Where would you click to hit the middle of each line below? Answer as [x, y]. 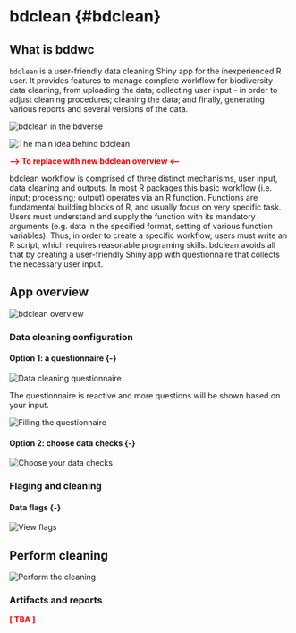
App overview [49, 292]
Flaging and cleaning [56, 486]
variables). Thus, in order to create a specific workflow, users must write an [148, 235]
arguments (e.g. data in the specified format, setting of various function [141, 226]
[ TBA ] [22, 620]
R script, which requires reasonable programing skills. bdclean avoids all [142, 245]
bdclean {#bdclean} [85, 17]
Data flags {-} [35, 507]
